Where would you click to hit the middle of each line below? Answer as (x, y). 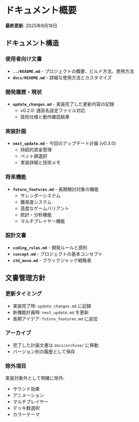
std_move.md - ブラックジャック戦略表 (52, 260)
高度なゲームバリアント (45, 208)
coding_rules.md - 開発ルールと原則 (50, 247)
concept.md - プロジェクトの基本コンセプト (58, 254)
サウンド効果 (26, 389)
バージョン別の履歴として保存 (44, 351)
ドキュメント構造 (32, 43)
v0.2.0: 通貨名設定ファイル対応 (53, 110)
